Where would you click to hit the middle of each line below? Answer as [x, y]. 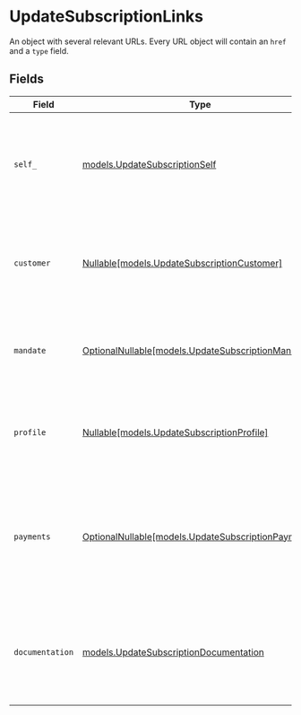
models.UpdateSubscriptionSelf [149, 164]
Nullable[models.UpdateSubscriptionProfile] [175, 432]
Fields [27, 79]
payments [32, 536]
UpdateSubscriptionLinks [107, 17]
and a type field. [39, 50]
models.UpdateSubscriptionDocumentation [173, 652]
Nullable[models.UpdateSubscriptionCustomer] [182, 263]
